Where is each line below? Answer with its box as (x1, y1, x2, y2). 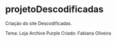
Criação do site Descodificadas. (5, 20, 72, 26)
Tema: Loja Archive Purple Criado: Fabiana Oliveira (5, 30, 111, 36)
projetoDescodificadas (5, 4, 104, 15)
